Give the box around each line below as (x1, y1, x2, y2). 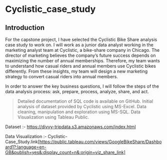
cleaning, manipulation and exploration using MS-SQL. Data (17, 109, 141, 115)
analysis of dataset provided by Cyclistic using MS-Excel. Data (17, 104, 146, 109)
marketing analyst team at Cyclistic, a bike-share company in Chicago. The (5, 47, 160, 53)
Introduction (5, 23, 45, 32)
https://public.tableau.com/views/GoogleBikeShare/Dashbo (39, 139, 162, 145)
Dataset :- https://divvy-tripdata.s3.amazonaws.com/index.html (5, 124, 136, 130)
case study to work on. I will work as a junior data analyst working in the (5, 42, 153, 48)
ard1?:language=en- (5, 144, 46, 150)
